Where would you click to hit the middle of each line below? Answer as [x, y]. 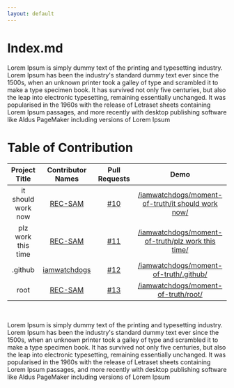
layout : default [31, 14]
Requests [114, 179]
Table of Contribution [70, 148]
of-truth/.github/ [180, 274]
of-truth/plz [164, 241]
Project [23, 170]
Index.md [35, 48]
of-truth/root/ [180, 294]
